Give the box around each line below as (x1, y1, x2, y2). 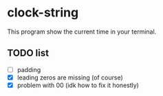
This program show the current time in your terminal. (7, 27, 157, 36)
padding (17, 65, 41, 73)
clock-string (7, 5, 79, 21)
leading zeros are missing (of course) (17, 73, 124, 82)
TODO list (7, 47, 50, 59)
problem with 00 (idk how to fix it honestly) (17, 81, 140, 89)
